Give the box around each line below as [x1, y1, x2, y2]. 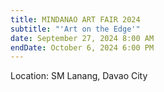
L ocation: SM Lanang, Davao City [10, 70, 148, 82]
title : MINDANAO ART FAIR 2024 [10, 14, 141, 25]
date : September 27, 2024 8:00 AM [10, 33, 155, 43]
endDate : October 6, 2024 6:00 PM [10, 42, 155, 53]
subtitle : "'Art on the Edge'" [10, 24, 141, 34]
